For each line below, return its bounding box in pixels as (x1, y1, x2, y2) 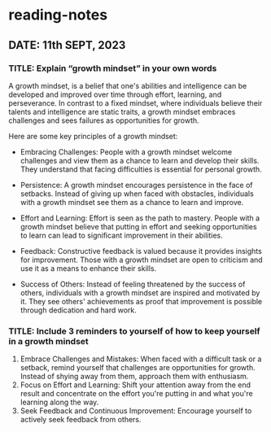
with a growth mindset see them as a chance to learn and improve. (20, 197, 244, 207)
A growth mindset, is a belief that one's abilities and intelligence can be (8, 81, 247, 90)
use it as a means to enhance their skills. (20, 263, 157, 273)
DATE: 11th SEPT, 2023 (8, 38, 126, 52)
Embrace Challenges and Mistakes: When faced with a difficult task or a (20, 354, 262, 364)
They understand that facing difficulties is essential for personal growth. (20, 164, 262, 174)
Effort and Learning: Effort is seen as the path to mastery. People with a (20, 213, 260, 223)
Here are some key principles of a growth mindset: (8, 131, 178, 141)
